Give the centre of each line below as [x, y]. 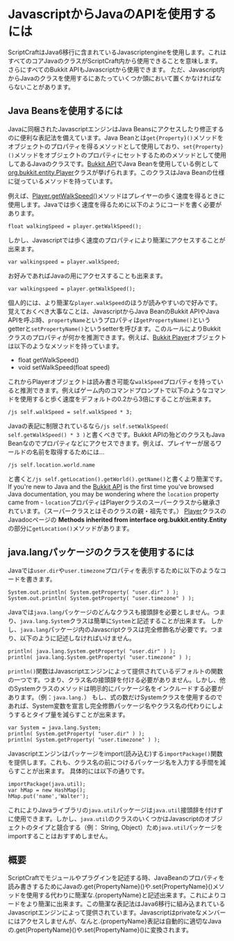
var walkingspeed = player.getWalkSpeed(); [72, 289]
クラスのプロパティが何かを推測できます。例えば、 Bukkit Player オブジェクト [117, 337]
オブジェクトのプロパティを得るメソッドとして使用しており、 [95, 146]
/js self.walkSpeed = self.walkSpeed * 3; [70, 412]
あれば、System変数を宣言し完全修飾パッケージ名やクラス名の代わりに [110, 706]
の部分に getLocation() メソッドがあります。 [70, 528]
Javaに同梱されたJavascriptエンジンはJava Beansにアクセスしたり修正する [116, 128]
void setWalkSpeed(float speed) [64, 367]
